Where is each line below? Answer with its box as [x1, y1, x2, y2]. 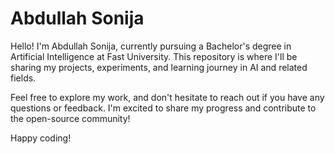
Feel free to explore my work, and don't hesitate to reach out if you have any [10, 91, 325, 103]
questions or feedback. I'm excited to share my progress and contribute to [10, 102, 317, 114]
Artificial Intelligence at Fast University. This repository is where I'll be [10, 50, 298, 62]
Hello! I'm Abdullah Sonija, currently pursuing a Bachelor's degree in [10, 40, 292, 52]
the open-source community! [10, 112, 131, 124]
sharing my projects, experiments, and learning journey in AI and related [10, 61, 308, 73]
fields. [10, 72, 37, 84]
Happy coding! [10, 132, 72, 144]
